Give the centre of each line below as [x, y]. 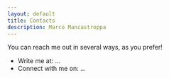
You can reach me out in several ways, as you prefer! [85, 48]
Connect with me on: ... [52, 69]
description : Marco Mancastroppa [57, 27]
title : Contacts [31, 21]
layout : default [31, 14]
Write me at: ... [39, 61]
